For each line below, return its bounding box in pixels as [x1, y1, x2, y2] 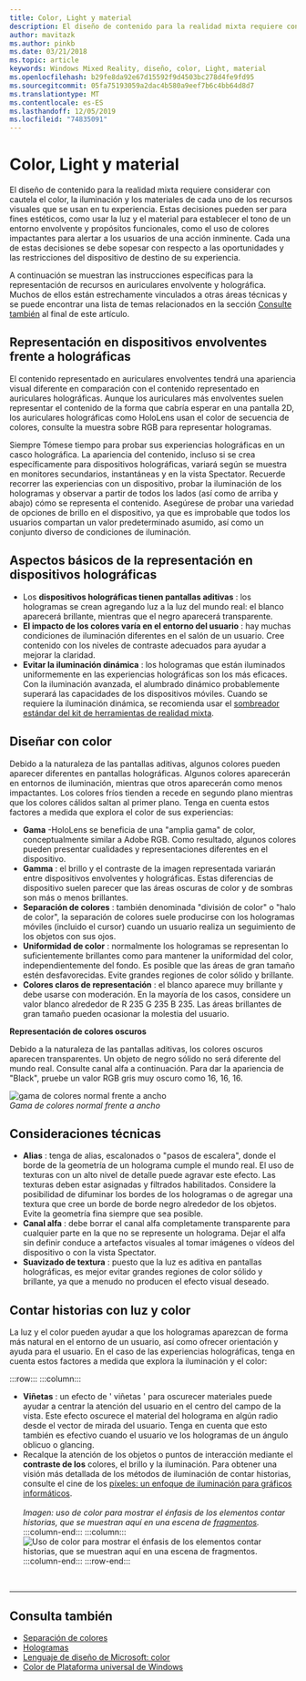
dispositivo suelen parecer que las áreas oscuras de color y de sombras [22, 882, 293, 893]
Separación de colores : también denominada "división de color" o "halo [22, 901, 296, 912]
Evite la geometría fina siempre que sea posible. [22, 1208, 203, 1219]
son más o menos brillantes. [22, 892, 129, 903]
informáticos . [22, 1488, 73, 1499]
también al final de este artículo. [9, 309, 130, 320]
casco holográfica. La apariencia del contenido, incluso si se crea [9, 448, 256, 460]
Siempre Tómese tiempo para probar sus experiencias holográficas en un [9, 439, 285, 450]
